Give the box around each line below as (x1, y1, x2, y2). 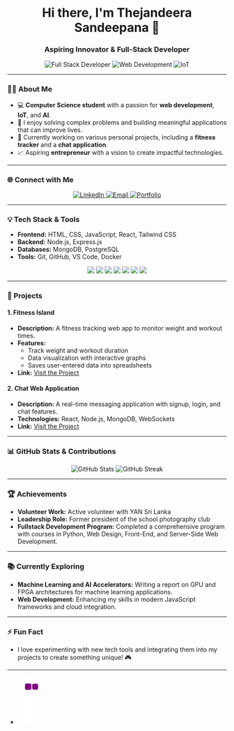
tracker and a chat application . (17, 140, 108, 149)
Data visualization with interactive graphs (27, 354, 146, 362)
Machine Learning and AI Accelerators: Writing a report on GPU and (17, 580, 216, 589)
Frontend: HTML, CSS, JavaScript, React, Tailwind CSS (17, 230, 177, 239)
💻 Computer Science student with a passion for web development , (17, 100, 214, 109)
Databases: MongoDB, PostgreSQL (17, 246, 120, 254)
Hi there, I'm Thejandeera (42, 5, 192, 21)
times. (17, 331, 36, 340)
